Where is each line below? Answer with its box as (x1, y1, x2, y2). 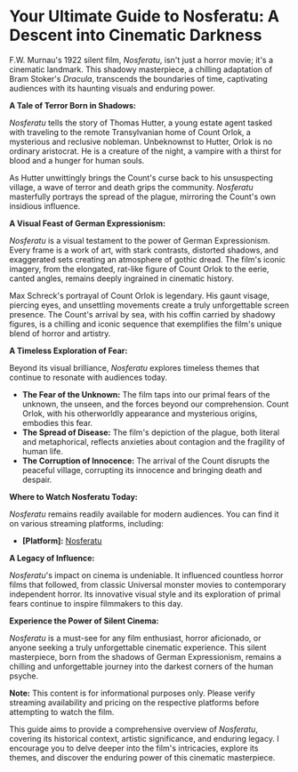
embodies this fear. (21, 417, 93, 428)
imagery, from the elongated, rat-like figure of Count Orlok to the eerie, (9, 263, 270, 274)
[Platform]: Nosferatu (21, 535, 102, 546)
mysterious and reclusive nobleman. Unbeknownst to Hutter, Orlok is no (9, 136, 273, 147)
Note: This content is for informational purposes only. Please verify (9, 688, 255, 698)
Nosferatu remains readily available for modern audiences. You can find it (9, 509, 279, 519)
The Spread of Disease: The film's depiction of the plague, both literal (21, 427, 280, 438)
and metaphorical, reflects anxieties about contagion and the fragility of (21, 436, 286, 446)
